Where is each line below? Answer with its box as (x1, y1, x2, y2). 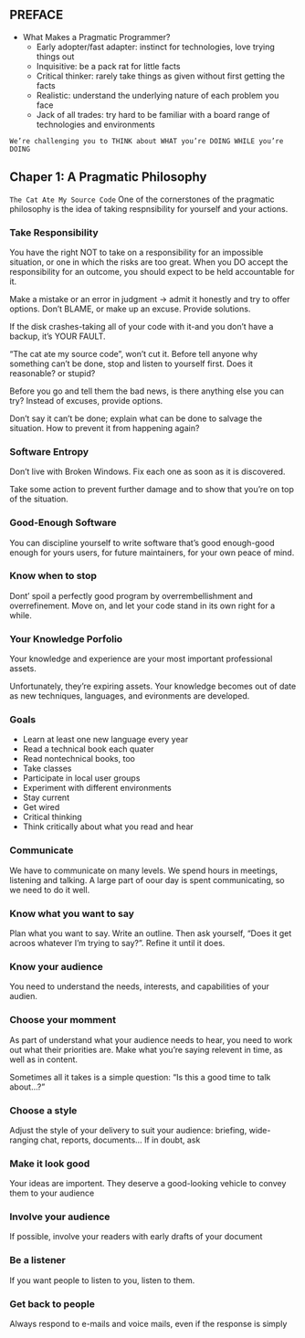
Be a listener (9, 1254, 67, 1267)
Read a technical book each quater (22, 743, 154, 754)
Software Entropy (9, 445, 89, 458)
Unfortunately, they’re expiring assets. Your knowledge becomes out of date (9, 680, 297, 692)
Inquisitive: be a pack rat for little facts (36, 60, 181, 71)
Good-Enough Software (9, 516, 117, 529)
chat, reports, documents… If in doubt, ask (40, 1134, 201, 1145)
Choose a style (9, 1104, 78, 1117)
